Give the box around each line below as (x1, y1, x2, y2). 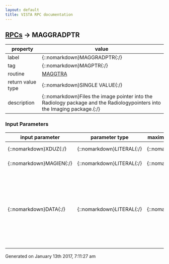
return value (8, 78, 37, 85)
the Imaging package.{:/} (42, 106, 101, 113)
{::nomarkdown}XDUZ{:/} (8, 145, 67, 152)
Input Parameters (5, 121, 49, 128)
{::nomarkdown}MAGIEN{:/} (8, 159, 72, 166)
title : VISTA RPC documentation (5, 12, 73, 17)
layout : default (5, 7, 39, 13)
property (12, 46, 34, 53)
